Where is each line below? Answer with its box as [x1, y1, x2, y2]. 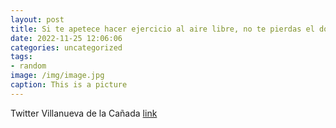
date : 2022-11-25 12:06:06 [10, 33, 123, 43]
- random [10, 61, 47, 71]
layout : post [10, 14, 65, 25]
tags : [10, 52, 33, 62]
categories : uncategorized [10, 42, 123, 53]
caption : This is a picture [10, 80, 128, 90]
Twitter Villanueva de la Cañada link [10, 107, 158, 119]
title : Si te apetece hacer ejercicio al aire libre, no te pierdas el [10, 24, 315, 34]
